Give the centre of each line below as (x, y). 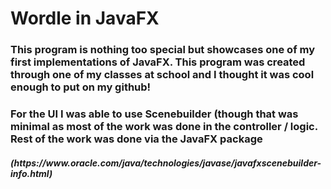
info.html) (31, 173)
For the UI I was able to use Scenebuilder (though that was (154, 114)
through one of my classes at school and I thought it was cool (162, 75)
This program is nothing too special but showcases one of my (163, 50)
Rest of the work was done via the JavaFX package (136, 139)
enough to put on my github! (81, 87)
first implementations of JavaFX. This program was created (158, 62)
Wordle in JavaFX (85, 18)
